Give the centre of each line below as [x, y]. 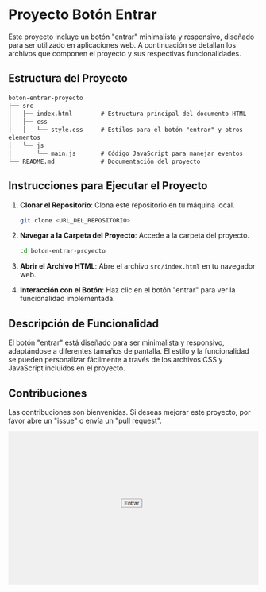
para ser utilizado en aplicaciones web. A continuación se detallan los [122, 44]
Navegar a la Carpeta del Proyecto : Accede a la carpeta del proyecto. [135, 235]
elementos [25, 137]
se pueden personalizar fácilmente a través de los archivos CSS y [116, 360]
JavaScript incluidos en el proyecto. [67, 368]
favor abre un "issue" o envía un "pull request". [85, 420]
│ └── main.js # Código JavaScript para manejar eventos [126, 153]
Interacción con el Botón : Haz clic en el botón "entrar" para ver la [127, 290]
